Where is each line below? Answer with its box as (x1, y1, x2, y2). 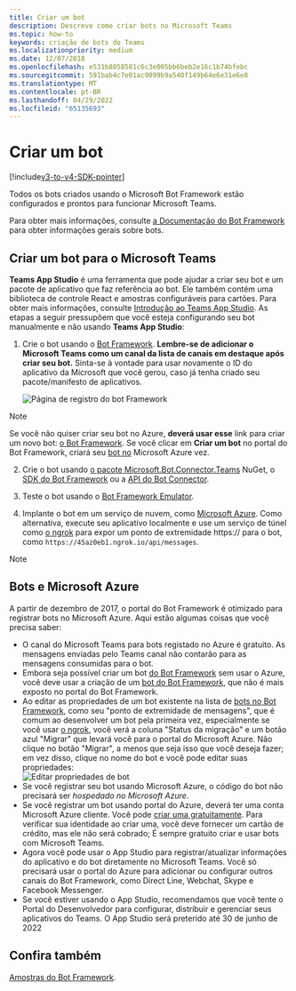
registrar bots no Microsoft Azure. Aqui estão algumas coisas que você (9, 612, 269, 623)
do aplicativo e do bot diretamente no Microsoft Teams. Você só (21, 856, 258, 867)
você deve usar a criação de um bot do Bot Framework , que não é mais (21, 676, 284, 687)
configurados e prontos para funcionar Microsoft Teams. (9, 198, 217, 209)
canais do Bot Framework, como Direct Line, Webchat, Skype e (21, 875, 254, 885)
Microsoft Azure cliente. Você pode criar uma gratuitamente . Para (21, 809, 263, 819)
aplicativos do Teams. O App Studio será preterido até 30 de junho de (21, 913, 278, 923)
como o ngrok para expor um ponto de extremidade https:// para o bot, (21, 527, 283, 538)
